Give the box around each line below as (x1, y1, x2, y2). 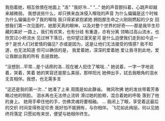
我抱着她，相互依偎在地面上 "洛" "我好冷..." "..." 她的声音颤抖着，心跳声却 (5, 4, 153, 10)
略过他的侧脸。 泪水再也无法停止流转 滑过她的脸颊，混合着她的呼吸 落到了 (5, 93, 155, 98)
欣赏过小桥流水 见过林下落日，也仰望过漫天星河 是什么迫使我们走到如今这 (5, 35, 154, 41)
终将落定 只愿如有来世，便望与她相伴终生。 (5, 111, 92, 117)
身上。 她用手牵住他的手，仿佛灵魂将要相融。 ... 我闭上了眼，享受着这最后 (9, 98, 159, 104)
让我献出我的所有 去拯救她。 (5, 53, 62, 59)
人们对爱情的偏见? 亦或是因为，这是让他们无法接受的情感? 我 (21, 41, 145, 47)
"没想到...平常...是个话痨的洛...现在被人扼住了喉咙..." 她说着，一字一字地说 (5, 64, 154, 70)
